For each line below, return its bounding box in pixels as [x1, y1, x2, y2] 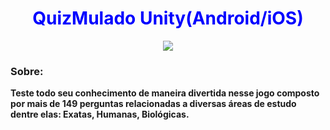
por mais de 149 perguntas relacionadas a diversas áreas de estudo [10, 98, 297, 110]
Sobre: [10, 64, 44, 78]
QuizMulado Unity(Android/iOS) [32, 7, 304, 30]
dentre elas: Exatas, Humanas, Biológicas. [10, 108, 190, 121]
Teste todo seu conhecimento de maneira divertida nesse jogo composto [10, 87, 320, 99]
